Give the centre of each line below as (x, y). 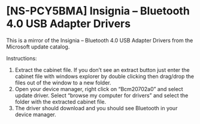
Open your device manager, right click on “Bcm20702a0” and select (99, 89)
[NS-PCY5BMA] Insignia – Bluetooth (98, 11)
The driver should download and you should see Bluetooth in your (96, 108)
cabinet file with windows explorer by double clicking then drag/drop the (104, 76)
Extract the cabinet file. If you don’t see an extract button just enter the (102, 69)
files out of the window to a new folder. (63, 83)
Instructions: (22, 58)
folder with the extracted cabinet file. (60, 102)
